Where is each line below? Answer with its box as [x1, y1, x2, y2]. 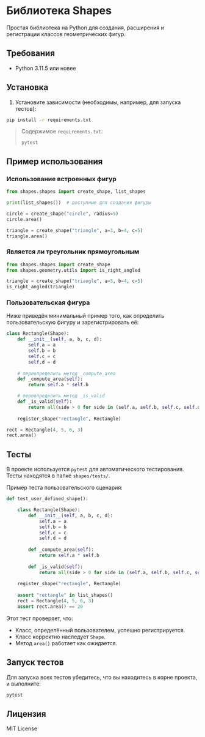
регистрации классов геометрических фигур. [6, 30, 126, 37]
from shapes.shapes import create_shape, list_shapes [6, 189, 146, 195]
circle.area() [6, 216, 43, 222]
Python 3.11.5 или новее [15, 64, 76, 72]
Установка [6, 82, 49, 92]
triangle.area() [6, 233, 48, 239]
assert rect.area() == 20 [17, 604, 84, 610]
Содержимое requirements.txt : [21, 128, 103, 135]
